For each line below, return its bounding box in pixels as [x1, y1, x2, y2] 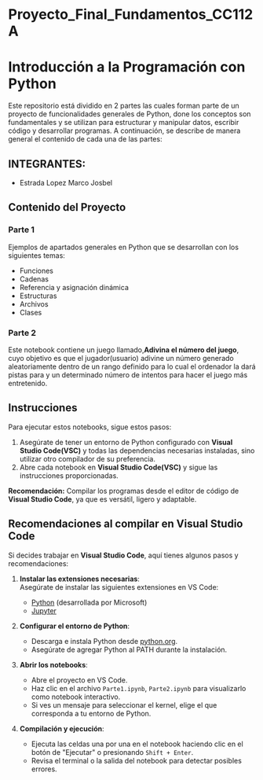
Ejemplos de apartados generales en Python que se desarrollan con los [8, 242, 239, 252]
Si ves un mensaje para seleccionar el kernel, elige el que [31, 700, 217, 709]
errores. [31, 764, 57, 774]
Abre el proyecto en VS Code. [31, 675, 128, 685]
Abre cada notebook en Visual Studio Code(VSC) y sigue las [19, 462, 218, 472]
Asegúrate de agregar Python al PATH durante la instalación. [31, 645, 228, 654]
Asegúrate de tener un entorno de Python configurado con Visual [19, 437, 233, 447]
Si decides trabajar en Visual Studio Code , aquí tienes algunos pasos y [8, 550, 239, 560]
